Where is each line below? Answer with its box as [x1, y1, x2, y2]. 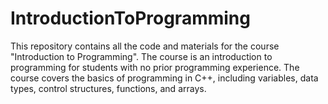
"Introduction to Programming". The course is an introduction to [10, 50, 273, 62]
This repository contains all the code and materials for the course [10, 40, 280, 52]
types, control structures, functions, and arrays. [10, 82, 207, 94]
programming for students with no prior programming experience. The [10, 61, 300, 73]
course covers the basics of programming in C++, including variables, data [10, 72, 319, 84]
